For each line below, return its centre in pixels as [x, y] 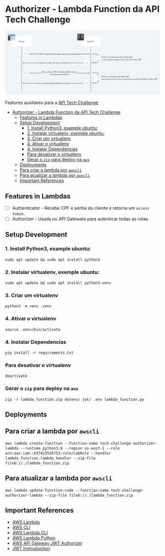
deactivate [16, 376]
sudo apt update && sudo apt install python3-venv [58, 283]
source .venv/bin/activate [33, 329]
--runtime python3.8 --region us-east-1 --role [70, 448]
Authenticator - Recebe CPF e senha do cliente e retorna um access [81, 208]
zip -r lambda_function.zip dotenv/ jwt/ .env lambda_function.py [75, 399]
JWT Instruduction [31, 549]
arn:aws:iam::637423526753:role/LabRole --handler [58, 453]
